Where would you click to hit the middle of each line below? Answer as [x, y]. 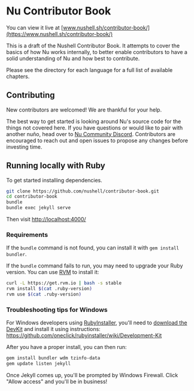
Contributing [31, 95]
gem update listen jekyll [38, 364]
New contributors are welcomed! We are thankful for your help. [84, 110]
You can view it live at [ [35, 28]
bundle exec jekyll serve [38, 208]
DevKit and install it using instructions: [53, 329]
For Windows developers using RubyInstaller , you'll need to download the [97, 323]
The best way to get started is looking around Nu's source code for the [94, 121]
